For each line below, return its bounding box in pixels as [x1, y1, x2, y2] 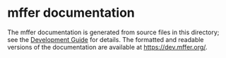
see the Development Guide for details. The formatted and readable [7, 35, 204, 43]
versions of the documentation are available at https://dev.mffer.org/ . [7, 43, 208, 51]
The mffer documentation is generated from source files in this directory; [7, 28, 220, 36]
